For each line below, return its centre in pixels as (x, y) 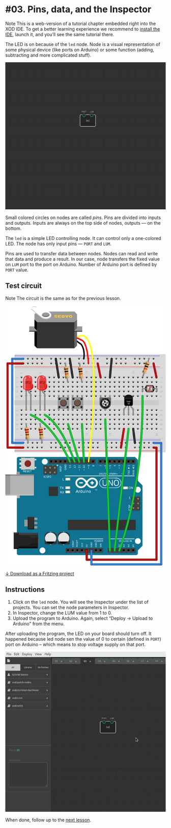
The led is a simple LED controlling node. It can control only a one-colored (83, 238)
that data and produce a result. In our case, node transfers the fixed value (83, 259)
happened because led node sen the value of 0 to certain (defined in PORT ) (83, 639)
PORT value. (17, 270)
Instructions (25, 590)
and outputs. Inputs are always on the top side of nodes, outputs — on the (83, 223)
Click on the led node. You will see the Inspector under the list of (80, 602)
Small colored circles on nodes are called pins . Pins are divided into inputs (83, 217)
